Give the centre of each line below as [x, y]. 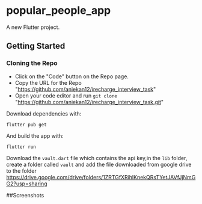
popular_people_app [59, 11]
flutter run [21, 147]
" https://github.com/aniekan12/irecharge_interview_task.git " [89, 102]
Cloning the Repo [32, 63]
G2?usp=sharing [27, 184]
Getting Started [36, 46]
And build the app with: [35, 135]
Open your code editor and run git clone [66, 95]
